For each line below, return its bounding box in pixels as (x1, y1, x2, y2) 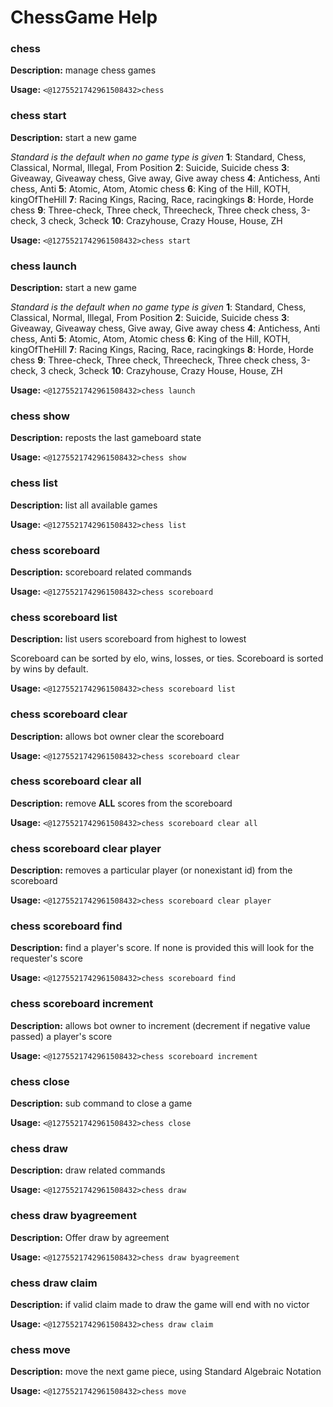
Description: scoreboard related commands (10, 566, 192, 578)
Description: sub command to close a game (10, 1097, 193, 1110)
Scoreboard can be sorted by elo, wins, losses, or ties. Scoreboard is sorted (10, 652, 324, 665)
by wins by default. (10, 663, 89, 675)
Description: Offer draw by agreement (10, 1231, 170, 1243)
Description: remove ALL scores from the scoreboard (10, 797, 233, 809)
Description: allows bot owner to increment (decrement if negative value (10, 1019, 311, 1031)
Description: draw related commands (10, 1164, 166, 1176)
